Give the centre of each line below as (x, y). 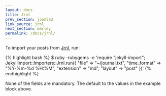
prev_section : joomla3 (29, 19)
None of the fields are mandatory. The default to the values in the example (83, 83)
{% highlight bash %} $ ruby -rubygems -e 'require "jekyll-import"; (75, 58)
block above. (19, 89)
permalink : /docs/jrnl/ (30, 33)
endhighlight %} (22, 74)
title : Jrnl (18, 15)
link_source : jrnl (25, 24)
